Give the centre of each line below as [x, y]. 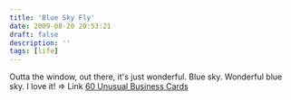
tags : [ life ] [34, 51]
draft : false [34, 34]
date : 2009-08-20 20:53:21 [60, 26]
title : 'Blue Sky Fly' [52, 18]
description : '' [40, 43]
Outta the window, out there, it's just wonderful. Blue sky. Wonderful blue [146, 77]
